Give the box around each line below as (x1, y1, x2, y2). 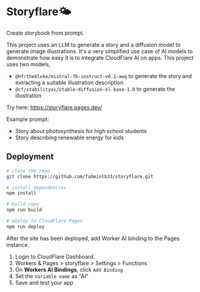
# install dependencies (6, 184, 67, 191)
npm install (6, 190, 36, 196)
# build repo (6, 201, 40, 208)
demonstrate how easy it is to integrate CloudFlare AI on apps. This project (6, 54, 194, 61)
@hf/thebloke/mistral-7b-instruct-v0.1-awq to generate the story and (15, 72, 193, 79)
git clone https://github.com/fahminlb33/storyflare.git (6, 173, 154, 180)
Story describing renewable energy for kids (15, 134, 124, 141)
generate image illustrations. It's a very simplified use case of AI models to (6, 47, 193, 55)
